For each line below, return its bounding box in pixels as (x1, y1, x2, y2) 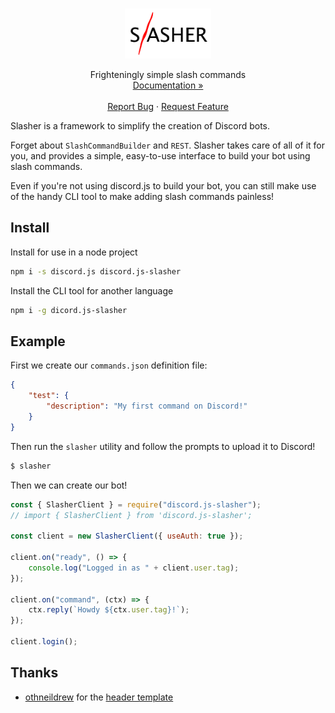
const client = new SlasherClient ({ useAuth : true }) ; (10, 531, 244, 542)
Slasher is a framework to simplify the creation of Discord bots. (10, 120, 271, 132)
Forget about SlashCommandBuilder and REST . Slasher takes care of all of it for (10, 139, 326, 151)
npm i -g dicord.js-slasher (10, 305, 128, 315)
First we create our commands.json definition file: (10, 359, 208, 372)
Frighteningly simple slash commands (89, 69, 247, 80)
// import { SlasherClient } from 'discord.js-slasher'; (10, 510, 253, 520)
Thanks (10, 664, 59, 682)
